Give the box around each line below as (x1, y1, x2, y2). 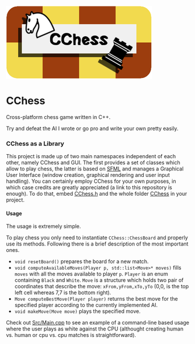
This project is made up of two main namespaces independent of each (6, 153, 176, 160)
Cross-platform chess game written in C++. (6, 113, 111, 120)
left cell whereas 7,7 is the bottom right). (14, 289, 112, 296)
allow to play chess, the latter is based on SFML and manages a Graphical (6, 165, 184, 172)
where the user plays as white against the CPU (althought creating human (6, 325, 184, 332)
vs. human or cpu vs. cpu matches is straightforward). (6, 332, 136, 339)
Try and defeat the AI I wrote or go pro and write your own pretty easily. (6, 125, 179, 132)
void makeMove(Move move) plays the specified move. (14, 308, 141, 315)
